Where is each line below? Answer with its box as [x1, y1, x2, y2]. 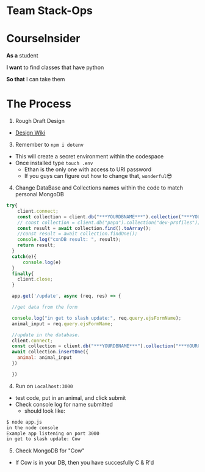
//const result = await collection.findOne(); [17, 230, 138, 237]
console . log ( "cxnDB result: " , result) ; [17, 237, 121, 243]
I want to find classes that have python [6, 64, 104, 71]
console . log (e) [22, 259, 62, 265]
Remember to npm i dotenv [15, 141, 84, 149]
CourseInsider [6, 32, 81, 46]
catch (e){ [12, 253, 37, 260]
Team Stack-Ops [6, 4, 93, 18]
